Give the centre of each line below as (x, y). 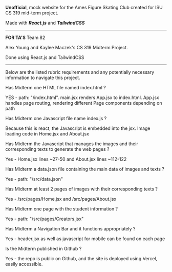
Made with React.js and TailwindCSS (45, 23)
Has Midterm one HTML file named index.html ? (56, 88)
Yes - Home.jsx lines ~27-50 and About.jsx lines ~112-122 (66, 159)
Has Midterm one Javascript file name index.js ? (56, 118)
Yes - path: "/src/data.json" (34, 179)
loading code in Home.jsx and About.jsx (47, 134)
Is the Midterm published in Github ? (44, 249)
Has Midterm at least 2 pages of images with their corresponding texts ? (81, 189)
